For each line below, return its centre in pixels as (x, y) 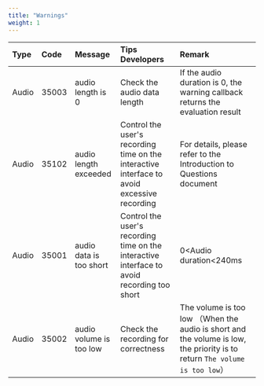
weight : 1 (24, 23)
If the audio (201, 72)
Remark (194, 54)
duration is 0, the (211, 82)
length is (90, 92)
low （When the (209, 318)
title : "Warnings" (38, 15)
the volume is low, (213, 339)
